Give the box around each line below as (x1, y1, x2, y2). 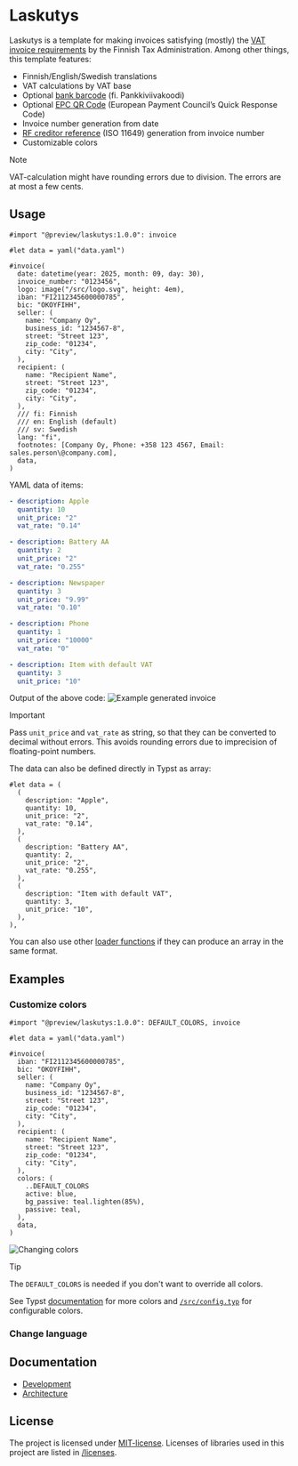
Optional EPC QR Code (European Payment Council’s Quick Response (21, 99, 278, 109)
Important (9, 710, 45, 721)
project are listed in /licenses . (9, 1446, 117, 1457)
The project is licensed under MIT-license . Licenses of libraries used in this (9, 1438, 285, 1448)
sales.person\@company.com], (9, 448, 117, 457)
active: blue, (25, 1189, 77, 1199)
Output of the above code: (9, 693, 106, 704)
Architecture (21, 1388, 68, 1398)
